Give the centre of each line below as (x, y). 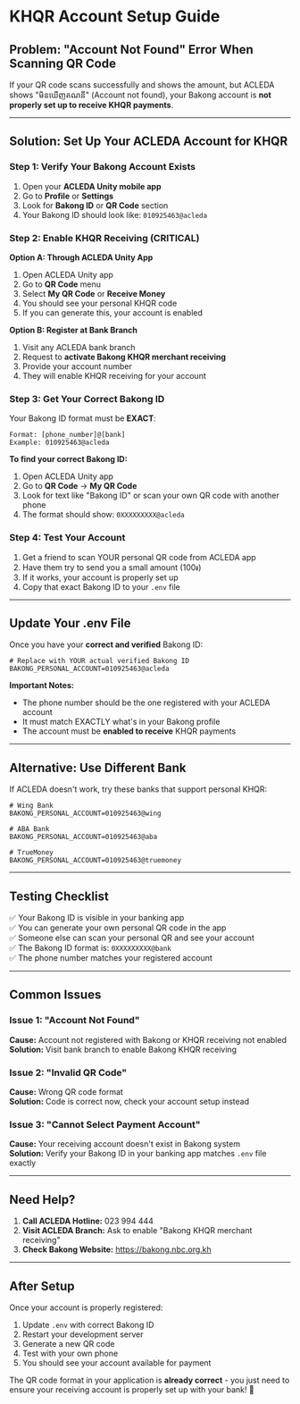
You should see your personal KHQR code (100, 303)
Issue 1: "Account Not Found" (75, 1021)
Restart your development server (83, 1334)
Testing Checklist (59, 896)
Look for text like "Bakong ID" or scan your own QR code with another (150, 496)
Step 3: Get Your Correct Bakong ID (87, 399)
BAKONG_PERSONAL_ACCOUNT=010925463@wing (86, 814)
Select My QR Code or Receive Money (94, 293)
